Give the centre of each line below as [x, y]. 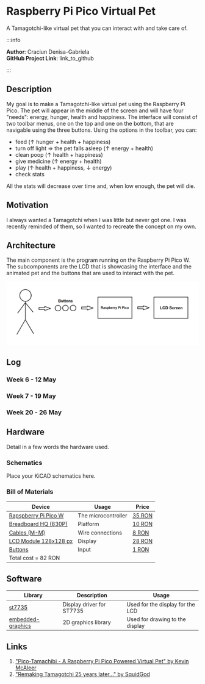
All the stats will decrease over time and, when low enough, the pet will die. [101, 186]
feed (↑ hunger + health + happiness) [63, 142]
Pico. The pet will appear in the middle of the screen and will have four [95, 110]
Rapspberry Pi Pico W [36, 516]
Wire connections [100, 533]
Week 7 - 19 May [31, 396]
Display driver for [84, 604]
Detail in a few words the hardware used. [58, 447]
